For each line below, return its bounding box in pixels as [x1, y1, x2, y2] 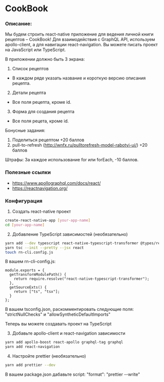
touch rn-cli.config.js [5, 249, 54, 255]
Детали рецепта [12, 90, 46, 95]
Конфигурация [5, 197, 43, 204]
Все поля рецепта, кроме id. [12, 99, 72, 105]
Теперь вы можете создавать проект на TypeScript [5, 321, 112, 327]
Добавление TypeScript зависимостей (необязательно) [12, 231, 128, 237]
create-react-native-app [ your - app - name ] [5, 218, 91, 223]
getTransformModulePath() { [9, 272, 67, 277]
